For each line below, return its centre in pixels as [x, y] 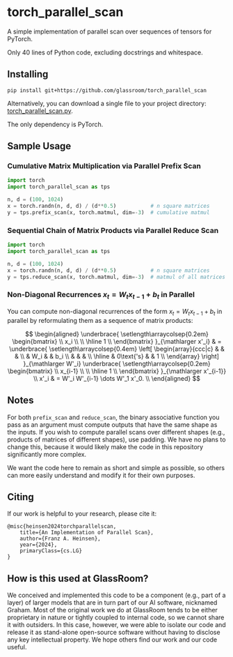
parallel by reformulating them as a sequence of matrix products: [100, 320]
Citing [21, 497]
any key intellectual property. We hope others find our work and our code [112, 640]
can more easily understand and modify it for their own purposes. [101, 475]
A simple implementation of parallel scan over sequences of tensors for [110, 31]
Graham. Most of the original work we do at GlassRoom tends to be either [112, 610]
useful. [17, 647]
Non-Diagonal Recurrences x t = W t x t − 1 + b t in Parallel [101, 295]
